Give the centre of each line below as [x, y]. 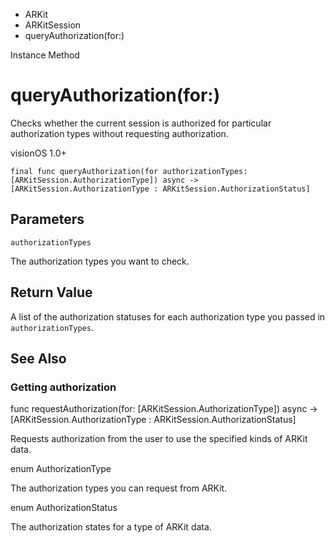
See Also [38, 358]
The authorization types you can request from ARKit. [119, 488]
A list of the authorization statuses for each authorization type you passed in [168, 316]
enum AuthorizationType [61, 469]
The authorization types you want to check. [100, 261]
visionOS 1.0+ [38, 153]
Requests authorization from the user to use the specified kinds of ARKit [159, 439]
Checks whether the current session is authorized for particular [141, 123]
